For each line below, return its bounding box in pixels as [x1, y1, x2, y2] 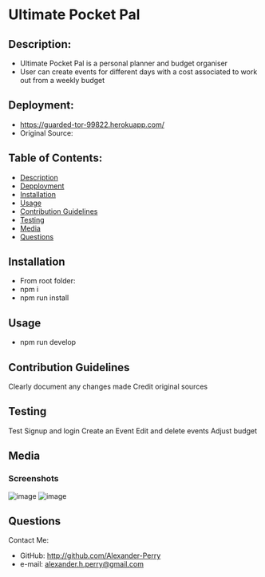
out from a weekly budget [19, 76, 105, 85]
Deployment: [8, 98, 74, 113]
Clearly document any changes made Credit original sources [8, 381, 208, 392]
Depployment [19, 181, 65, 191]
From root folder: [19, 276, 76, 286]
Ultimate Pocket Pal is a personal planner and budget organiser [19, 58, 228, 68]
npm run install [19, 293, 69, 302]
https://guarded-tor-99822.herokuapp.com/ [19, 120, 165, 129]
